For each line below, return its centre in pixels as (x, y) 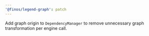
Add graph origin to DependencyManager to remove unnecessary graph (74, 23)
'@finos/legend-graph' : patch (36, 9)
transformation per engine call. (36, 28)
